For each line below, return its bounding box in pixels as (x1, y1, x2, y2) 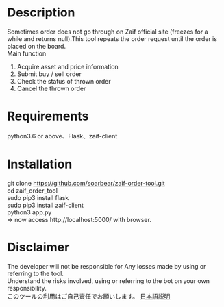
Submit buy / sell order (16, 70, 82, 78)
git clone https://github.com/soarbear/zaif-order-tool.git (7, 179, 166, 187)
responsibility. (7, 284, 47, 292)
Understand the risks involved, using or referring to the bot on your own (7, 276, 210, 285)
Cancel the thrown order (16, 84, 86, 93)
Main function (7, 49, 47, 58)
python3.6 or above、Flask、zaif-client (7, 132, 118, 140)
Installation (7, 156, 73, 172)
